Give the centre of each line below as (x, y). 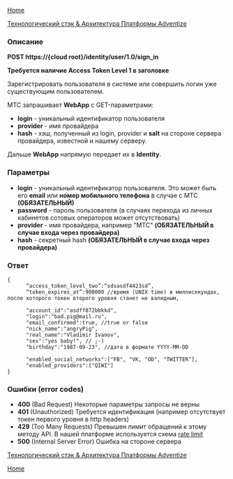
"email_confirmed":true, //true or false (87, 322)
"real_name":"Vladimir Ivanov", (73, 335)
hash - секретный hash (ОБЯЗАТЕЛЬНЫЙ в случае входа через (113, 240)
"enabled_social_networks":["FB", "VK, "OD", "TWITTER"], (112, 359)
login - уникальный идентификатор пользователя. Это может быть (117, 187)
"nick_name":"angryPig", (62, 329)
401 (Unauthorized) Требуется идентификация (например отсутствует (121, 412)
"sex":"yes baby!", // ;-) (65, 341)
